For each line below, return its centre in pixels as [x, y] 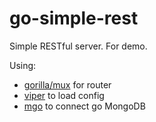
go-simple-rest [74, 18]
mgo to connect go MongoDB [84, 106]
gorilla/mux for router [67, 84]
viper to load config [64, 95]
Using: [23, 65]
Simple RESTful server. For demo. [78, 46]
